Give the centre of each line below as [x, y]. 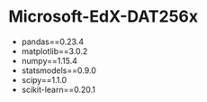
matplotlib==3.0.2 [54, 51]
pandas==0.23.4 [53, 42]
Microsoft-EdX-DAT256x [103, 17]
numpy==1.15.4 [49, 60]
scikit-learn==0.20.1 [58, 89]
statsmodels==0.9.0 [58, 70]
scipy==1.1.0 [44, 79]
